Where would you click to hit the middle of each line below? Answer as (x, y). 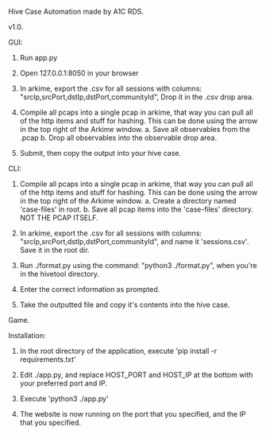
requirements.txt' (48, 359)
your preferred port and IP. (64, 383)
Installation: (27, 336)
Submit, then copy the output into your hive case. (100, 153)
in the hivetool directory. (60, 274)
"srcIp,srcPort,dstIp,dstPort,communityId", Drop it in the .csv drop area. (137, 97)
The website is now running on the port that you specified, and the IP (133, 414)
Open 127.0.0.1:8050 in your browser (79, 73)
